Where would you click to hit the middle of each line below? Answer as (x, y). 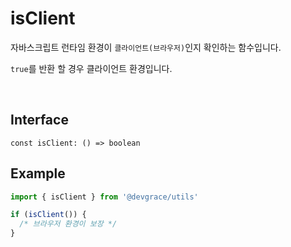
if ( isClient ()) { (48, 215)
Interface (39, 120)
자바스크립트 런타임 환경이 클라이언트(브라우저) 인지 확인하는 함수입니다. (146, 47)
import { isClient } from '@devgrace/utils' (104, 197)
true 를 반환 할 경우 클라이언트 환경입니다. (91, 68)
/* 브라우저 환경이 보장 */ (68, 224)
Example (38, 173)
